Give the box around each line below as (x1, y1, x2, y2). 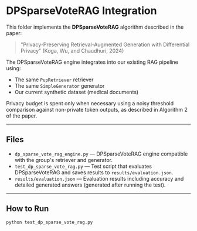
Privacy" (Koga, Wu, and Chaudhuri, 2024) (20, 47, 124, 54)
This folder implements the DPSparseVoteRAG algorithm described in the (6, 23, 184, 30)
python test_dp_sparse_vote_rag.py (6, 219, 93, 225)
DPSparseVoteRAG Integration (6, 4, 157, 18)
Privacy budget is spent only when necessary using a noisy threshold (6, 99, 174, 106)
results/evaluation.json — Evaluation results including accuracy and (14, 175, 184, 182)
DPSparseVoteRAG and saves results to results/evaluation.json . (14, 168, 174, 176)
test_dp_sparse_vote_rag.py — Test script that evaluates (14, 163, 152, 170)
